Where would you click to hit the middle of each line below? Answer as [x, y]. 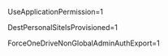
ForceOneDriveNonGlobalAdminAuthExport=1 [84, 43]
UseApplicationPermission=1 [55, 12]
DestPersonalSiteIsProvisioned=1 [63, 27]
